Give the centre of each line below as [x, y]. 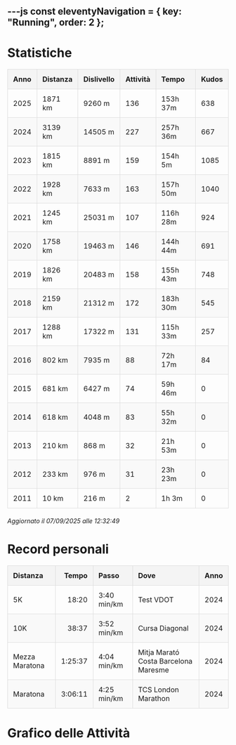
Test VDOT [156, 600]
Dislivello [99, 79]
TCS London [158, 690]
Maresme [153, 670]
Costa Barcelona [165, 661]
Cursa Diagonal [163, 628]
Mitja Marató [159, 652]
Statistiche [40, 53]
